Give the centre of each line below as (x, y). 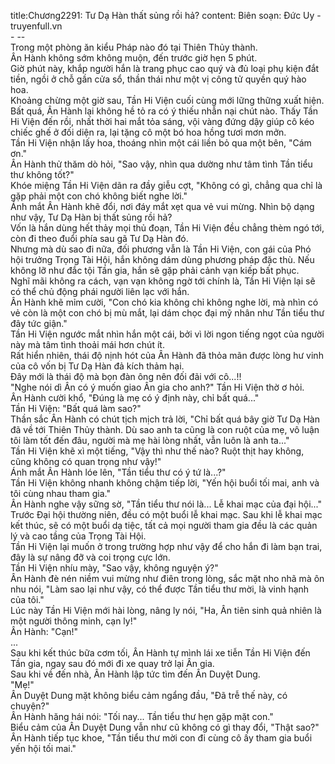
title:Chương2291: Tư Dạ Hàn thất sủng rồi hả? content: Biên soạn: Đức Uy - (166, 15)
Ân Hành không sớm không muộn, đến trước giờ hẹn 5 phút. (134, 58)
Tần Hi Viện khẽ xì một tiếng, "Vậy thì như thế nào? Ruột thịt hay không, (157, 451)
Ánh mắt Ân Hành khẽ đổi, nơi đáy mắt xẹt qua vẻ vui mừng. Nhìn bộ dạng (162, 206)
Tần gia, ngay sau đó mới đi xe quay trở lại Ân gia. (112, 663)
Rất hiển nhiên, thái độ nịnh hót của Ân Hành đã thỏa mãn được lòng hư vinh (167, 355)
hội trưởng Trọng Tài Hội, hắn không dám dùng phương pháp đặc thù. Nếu (162, 259)
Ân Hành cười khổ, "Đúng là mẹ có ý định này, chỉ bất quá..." (135, 398)
